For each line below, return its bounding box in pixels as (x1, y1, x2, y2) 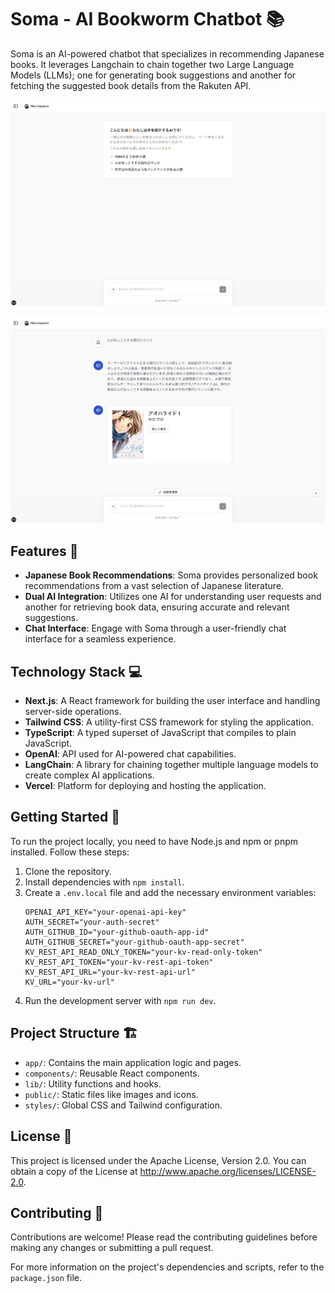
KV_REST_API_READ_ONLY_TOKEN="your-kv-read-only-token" (24, 947, 263, 957)
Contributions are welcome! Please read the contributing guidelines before (10, 1231, 318, 1243)
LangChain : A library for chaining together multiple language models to (24, 759, 319, 771)
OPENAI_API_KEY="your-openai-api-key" (24, 907, 187, 917)
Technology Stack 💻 (10, 663, 143, 680)
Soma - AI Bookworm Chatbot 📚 (10, 8, 285, 31)
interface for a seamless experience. (24, 633, 177, 645)
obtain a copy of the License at (10, 1165, 138, 1177)
